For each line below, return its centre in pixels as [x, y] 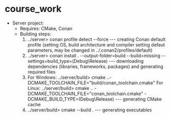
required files [41, 72]
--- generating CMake [138, 99]
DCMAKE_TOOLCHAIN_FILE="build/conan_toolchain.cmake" [91, 83]
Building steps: [36, 34]
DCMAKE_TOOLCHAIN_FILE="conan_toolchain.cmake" [85, 93]
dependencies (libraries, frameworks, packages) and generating [95, 66]
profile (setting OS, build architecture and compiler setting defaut [96, 44]
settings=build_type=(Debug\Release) [68, 61]
